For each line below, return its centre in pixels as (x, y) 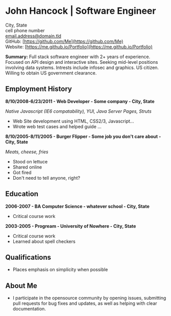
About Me (21, 286)
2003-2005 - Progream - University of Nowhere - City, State (71, 226)
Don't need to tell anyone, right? (46, 178)
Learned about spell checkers (44, 241)
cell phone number (25, 30)
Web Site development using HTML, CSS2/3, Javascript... (73, 121)
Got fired (22, 172)
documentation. (29, 309)
